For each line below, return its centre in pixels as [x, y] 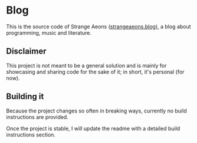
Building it [25, 97]
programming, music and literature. [49, 32]
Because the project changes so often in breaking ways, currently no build [96, 111]
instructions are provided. [37, 117]
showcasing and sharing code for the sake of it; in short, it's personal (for [95, 72]
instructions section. [31, 134]
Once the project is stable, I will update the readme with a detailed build [93, 128]
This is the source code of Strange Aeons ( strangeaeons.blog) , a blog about [98, 26]
